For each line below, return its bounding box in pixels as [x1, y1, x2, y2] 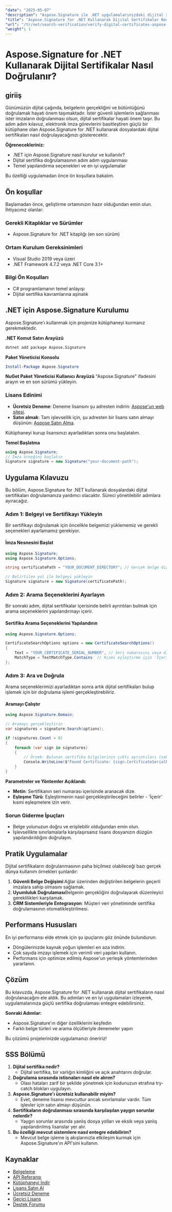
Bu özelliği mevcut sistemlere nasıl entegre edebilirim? [12, 1129, 132, 1135]
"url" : [5, 22, 19, 27]
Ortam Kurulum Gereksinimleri [5, 244, 83, 251]
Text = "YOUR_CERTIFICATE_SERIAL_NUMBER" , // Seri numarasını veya [14, 650, 161, 655]
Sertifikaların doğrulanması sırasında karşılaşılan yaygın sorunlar [12, 1107, 155, 1113]
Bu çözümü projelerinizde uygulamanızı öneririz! [5, 1035, 107, 1041]
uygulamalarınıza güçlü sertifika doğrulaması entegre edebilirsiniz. [5, 1000, 145, 1006]
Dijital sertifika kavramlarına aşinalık [12, 291, 89, 297]
